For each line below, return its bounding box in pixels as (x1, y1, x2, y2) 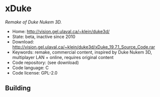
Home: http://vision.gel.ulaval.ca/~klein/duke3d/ (12, 28, 110, 34)
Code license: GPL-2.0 (12, 70, 58, 76)
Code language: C (12, 64, 49, 71)
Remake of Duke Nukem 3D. (5, 19, 62, 25)
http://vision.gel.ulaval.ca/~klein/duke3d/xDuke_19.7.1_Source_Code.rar (12, 44, 155, 50)
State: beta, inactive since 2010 (12, 34, 76, 39)
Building (5, 84, 31, 93)
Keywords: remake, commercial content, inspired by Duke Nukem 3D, (12, 49, 152, 55)
